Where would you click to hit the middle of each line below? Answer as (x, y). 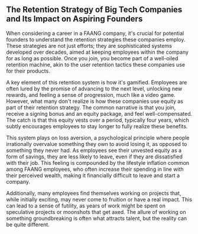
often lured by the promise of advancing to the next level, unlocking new (94, 89)
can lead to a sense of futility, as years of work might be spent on (86, 206)
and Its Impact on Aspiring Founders (74, 19)
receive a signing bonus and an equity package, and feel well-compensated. (99, 113)
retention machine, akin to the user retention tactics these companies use (95, 64)
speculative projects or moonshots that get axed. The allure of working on (96, 212)
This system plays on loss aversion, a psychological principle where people (98, 138)
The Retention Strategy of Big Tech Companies (94, 10)
